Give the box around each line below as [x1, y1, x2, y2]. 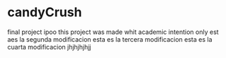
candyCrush [7, 4, 82, 21]
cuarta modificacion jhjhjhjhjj [7, 42, 91, 51]
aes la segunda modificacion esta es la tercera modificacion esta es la [7, 35, 213, 43]
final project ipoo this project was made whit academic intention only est [7, 28, 219, 36]
